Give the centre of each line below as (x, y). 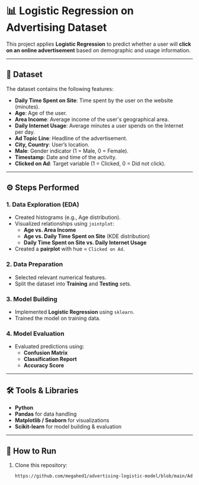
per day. (25, 132)
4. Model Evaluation (35, 334)
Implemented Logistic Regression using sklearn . (74, 312)
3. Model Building (32, 299)
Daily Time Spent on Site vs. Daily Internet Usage (85, 243)
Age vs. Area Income (50, 230)
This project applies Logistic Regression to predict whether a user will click (99, 44)
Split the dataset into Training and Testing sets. (73, 283)
